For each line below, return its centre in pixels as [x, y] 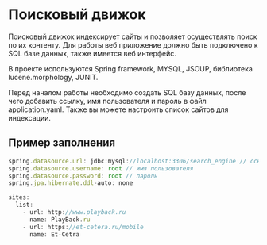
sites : [19, 197]
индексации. [30, 117]
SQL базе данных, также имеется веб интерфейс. [92, 53]
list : [25, 205]
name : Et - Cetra [54, 234]
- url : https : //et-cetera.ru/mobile [83, 227]
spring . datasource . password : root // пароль [83, 176]
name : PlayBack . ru [60, 220]
